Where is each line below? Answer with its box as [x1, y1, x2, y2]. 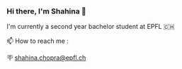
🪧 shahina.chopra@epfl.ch [6, 54, 86, 62]
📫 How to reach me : [6, 37, 69, 45]
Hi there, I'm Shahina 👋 [6, 6, 86, 16]
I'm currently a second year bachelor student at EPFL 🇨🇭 [6, 23, 175, 31]
